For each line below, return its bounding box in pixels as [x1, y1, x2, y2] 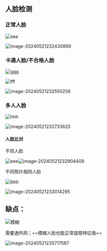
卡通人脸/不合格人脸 [5, 56, 55, 64]
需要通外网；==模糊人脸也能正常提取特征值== [5, 230, 102, 236]
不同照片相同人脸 [5, 169, 41, 175]
